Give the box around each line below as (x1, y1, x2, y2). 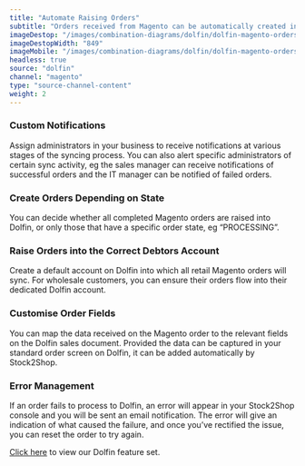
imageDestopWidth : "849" (9, 38, 103, 48)
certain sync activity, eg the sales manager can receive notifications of (9, 159, 274, 170)
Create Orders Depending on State (9, 192, 165, 204)
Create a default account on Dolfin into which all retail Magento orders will (9, 265, 287, 276)
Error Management (9, 379, 94, 392)
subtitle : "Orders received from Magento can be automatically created (9, 22, 286, 31)
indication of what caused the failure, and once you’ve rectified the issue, (9, 419, 284, 430)
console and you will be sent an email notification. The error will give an (9, 410, 278, 421)
